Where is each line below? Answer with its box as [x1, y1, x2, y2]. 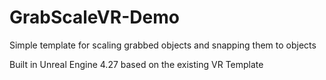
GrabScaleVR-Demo [9, 6, 180, 29]
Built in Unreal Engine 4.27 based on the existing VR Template [9, 58, 264, 70]
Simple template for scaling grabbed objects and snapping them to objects [9, 39, 317, 51]
